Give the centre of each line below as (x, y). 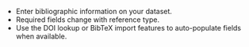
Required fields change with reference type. (88, 20)
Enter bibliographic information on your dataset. (94, 11)
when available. (41, 36)
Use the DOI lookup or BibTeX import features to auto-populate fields (128, 28)
